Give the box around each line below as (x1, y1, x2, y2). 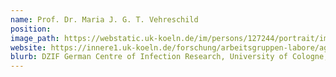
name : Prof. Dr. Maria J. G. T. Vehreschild (10, 14, 199, 25)
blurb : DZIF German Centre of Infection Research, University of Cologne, (10, 52, 329, 62)
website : (10, 42, 47, 53)
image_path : (10, 33, 60, 43)
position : (10, 24, 52, 34)
